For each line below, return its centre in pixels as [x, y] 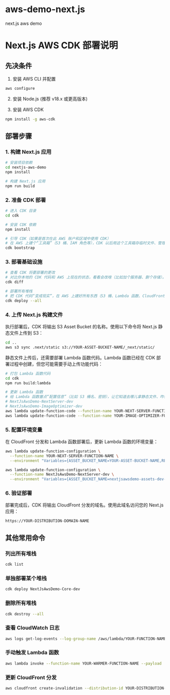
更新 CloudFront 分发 [31, 677]
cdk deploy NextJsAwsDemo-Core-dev [43, 589]
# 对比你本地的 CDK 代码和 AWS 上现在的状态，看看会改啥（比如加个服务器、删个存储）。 [86, 277]
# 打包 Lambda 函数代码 [28, 374]
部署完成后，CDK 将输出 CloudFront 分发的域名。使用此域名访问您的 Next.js [84, 505]
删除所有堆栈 [21, 603]
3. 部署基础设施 [24, 262]
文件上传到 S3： [26, 333]
